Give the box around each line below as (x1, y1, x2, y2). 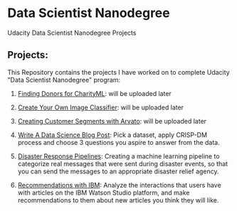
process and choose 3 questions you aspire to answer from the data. (17, 138, 221, 146)
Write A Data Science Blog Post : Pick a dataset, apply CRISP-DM (17, 130, 208, 139)
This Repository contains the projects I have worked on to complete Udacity (7, 67, 230, 76)
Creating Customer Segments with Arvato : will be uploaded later (17, 117, 207, 125)
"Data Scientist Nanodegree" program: (7, 75, 121, 84)
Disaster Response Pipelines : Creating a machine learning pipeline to (17, 151, 220, 161)
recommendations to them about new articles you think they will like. (17, 195, 219, 204)
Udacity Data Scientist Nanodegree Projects (7, 28, 137, 37)
